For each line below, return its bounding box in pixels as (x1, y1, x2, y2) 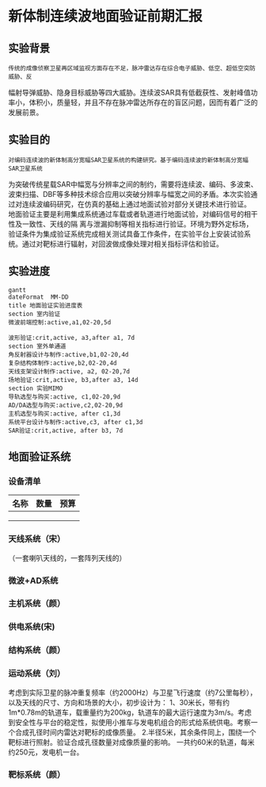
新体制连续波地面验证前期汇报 (8, 7, 203, 25)
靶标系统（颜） (8, 769, 66, 780)
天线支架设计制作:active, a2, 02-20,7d (8, 367, 131, 376)
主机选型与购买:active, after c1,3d (8, 410, 121, 418)
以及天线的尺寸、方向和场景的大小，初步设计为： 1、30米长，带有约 (8, 697, 230, 707)
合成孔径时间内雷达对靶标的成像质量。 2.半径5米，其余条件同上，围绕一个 (14, 727, 256, 737)
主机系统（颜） (8, 598, 66, 609)
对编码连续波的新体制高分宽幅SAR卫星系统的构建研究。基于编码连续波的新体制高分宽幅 (8, 156, 249, 164)
